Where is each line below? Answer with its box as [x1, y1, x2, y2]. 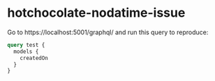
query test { [7, 41, 45, 48]
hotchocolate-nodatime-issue [7, 5, 186, 21]
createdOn [20, 54, 49, 61]
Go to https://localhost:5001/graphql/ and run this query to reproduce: [7, 28, 209, 36]
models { [13, 47, 39, 55]
